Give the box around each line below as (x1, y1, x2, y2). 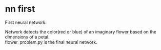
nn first (5, 3, 35, 15)
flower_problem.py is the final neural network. (5, 39, 98, 45)
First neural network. (5, 19, 47, 25)
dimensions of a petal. (5, 34, 50, 40)
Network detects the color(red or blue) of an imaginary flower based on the (5, 29, 157, 34)
